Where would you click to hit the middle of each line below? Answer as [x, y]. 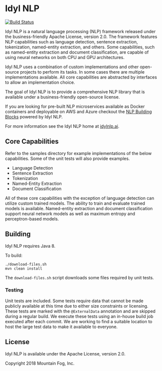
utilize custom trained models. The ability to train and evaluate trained [75, 203]
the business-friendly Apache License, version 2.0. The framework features [81, 37]
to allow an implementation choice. [40, 82]
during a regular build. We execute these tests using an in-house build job [79, 316]
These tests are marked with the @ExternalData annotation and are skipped [80, 311]
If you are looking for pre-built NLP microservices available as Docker [75, 106]
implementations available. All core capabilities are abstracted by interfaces [81, 77]
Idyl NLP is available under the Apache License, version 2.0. [65, 353]
